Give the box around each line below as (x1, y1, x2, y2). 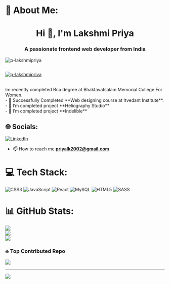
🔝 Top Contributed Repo (5, 248, 66, 255)
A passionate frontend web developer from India (24, 45, 146, 52)
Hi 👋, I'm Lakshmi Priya (36, 28, 134, 39)
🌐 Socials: (5, 123, 38, 131)
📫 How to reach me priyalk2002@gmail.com (12, 146, 110, 152)
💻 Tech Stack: (5, 166, 68, 178)
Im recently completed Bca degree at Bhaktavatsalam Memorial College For (5, 86, 163, 92)
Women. (5, 92, 23, 98)
